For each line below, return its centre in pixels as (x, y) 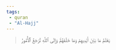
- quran (18, 17)
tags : (13, 12)
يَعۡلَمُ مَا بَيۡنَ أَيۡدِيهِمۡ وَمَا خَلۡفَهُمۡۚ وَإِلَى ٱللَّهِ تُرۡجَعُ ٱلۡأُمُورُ (65, 40)
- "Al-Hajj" (24, 23)
